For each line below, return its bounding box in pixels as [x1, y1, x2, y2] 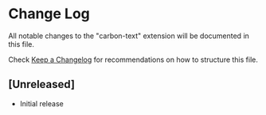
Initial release [19, 98, 64, 108]
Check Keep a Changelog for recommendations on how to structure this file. [8, 55, 259, 64]
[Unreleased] [8, 78, 76, 91]
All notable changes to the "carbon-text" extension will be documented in [8, 31, 249, 40]
